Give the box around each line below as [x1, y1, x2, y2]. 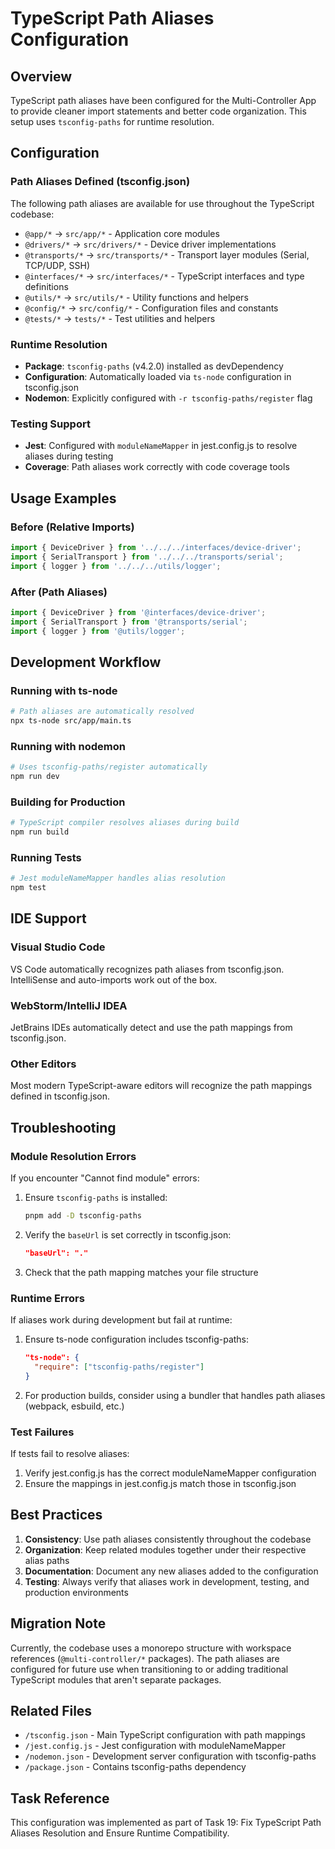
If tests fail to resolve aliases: [10, 1448, 130, 1460]
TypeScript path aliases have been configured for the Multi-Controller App [10, 95, 317, 106]
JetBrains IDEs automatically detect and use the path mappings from [10, 1022, 293, 1034]
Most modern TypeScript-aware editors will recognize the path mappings [10, 1080, 313, 1092]
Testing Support [10, 417, 91, 431]
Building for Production [10, 795, 126, 809]
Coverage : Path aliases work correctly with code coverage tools [24, 461, 290, 473]
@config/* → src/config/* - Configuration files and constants [24, 302, 279, 314]
